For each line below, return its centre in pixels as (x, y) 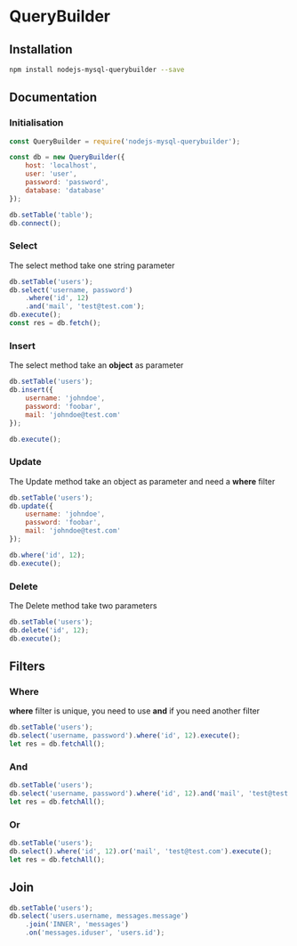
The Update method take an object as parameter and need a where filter (142, 481)
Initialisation (36, 123)
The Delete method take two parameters (83, 606)
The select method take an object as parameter (96, 365)
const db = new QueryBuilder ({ (67, 158)
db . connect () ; (36, 223)
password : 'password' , (67, 183)
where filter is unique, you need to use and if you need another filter (135, 711)
